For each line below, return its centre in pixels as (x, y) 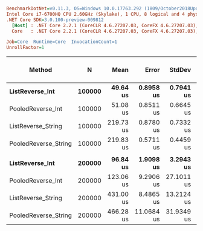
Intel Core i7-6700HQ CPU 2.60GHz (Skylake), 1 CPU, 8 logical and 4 (96, 14)
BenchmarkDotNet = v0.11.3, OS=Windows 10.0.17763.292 (74, 8)
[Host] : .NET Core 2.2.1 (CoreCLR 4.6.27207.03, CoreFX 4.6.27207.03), (105, 25)
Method (41, 70)
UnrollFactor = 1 (25, 48)
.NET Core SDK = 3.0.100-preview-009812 (55, 20)
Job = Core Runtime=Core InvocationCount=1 (62, 42)
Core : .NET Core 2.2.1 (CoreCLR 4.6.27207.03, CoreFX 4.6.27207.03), (105, 31)
